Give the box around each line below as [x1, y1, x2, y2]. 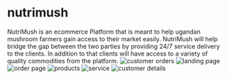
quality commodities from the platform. [7, 56, 119, 65]
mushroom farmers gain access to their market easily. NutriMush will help [7, 34, 218, 43]
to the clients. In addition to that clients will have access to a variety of [7, 49, 208, 58]
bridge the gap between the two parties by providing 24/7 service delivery [7, 42, 220, 50]
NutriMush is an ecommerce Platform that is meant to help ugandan [7, 27, 201, 36]
